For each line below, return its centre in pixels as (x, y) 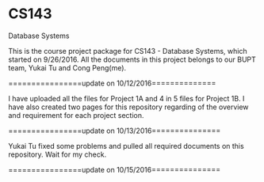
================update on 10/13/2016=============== (115, 131)
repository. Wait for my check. (57, 154)
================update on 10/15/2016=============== (114, 169)
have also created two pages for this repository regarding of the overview (128, 107)
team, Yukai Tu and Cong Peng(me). (67, 67)
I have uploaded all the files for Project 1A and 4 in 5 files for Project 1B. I (126, 98)
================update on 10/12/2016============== (112, 83)
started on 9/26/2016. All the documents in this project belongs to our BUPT (132, 59)
